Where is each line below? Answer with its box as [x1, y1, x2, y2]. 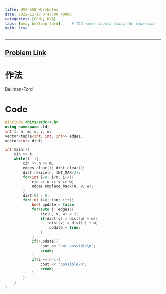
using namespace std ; [5, 124, 50, 130]
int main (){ [5, 147, 30, 152]
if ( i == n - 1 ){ [31, 257, 61, 262]
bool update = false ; [31, 202, 77, 207]
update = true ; [49, 225, 81, 230]
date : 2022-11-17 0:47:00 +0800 [5, 12, 72, 17]
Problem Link [5, 48, 46, 57]
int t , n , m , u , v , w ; [5, 129, 52, 134]
